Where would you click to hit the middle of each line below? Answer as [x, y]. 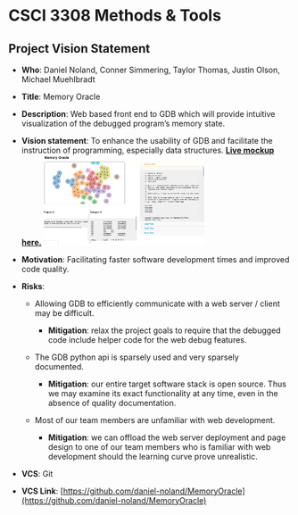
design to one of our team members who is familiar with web [159, 446]
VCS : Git [37, 473]
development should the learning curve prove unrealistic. [153, 456]
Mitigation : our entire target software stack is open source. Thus [167, 384]
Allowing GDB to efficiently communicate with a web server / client [157, 303]
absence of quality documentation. [112, 403]
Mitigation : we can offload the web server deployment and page [167, 437]
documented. [59, 366]
